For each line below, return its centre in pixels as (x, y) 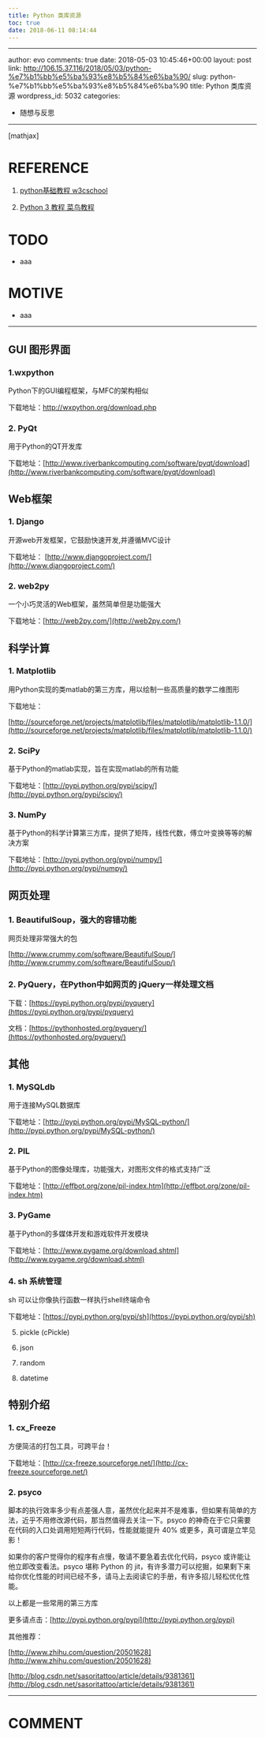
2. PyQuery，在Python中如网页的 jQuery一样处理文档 (111, 984)
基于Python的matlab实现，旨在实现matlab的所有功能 (93, 769)
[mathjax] (24, 136)
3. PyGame (30, 1216)
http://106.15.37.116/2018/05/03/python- (88, 69)
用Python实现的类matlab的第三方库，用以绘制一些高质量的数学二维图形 (124, 689)
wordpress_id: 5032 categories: (69, 96)
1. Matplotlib (32, 671)
